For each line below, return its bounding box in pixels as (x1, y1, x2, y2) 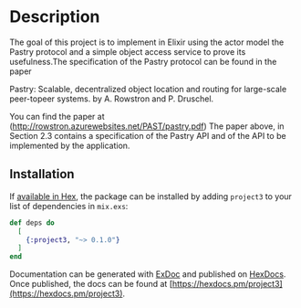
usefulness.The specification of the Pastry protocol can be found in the (9, 56, 277, 67)
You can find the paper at (9, 111, 105, 122)
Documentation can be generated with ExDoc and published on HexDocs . (9, 269, 286, 280)
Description (9, 6, 100, 27)
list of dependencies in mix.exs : (9, 200, 129, 211)
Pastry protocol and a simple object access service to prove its (9, 46, 246, 57)
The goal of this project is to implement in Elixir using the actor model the (9, 37, 285, 48)
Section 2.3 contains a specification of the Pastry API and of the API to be (9, 130, 286, 141)
